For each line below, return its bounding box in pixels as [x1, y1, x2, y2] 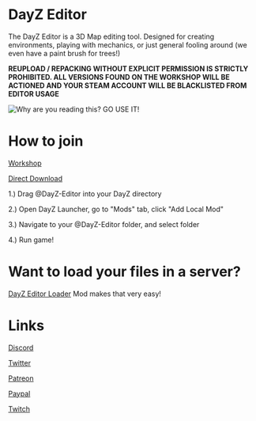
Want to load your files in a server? [8, 263, 241, 281]
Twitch [8, 404, 30, 413]
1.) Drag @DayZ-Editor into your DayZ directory [8, 188, 162, 199]
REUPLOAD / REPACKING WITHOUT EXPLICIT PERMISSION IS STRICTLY [8, 63, 249, 73]
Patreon [8, 374, 34, 383]
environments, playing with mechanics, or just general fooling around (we [8, 40, 247, 49]
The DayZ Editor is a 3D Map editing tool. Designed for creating [8, 32, 215, 41]
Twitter [8, 358, 32, 367]
